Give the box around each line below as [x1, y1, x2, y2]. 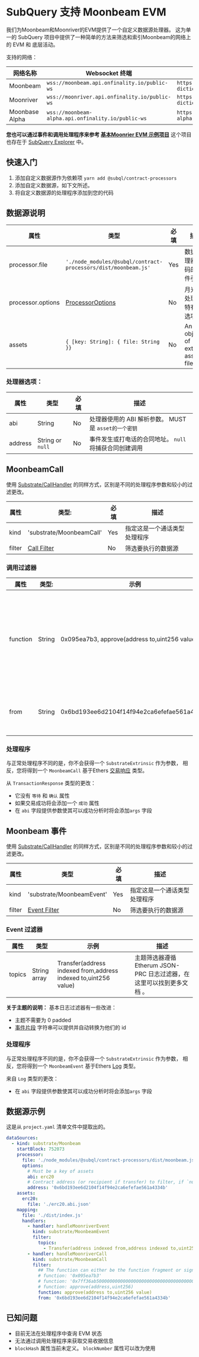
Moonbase [9, 107, 39, 116]
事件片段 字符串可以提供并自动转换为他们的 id [14, 1024, 126, 1031]
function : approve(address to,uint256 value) [37, 1289, 152, 1295]
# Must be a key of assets [27, 1168, 94, 1174]
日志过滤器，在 [147, 970, 190, 978]
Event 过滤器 [6, 926, 43, 933]
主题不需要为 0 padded [14, 1017, 71, 1024]
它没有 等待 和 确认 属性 [14, 792, 70, 799]
